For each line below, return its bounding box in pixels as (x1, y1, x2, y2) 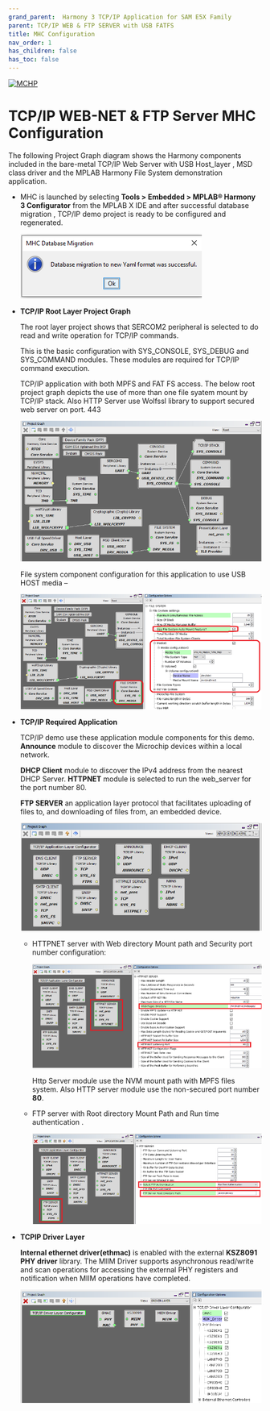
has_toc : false (8, 56, 59, 64)
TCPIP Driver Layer (19, 1232, 85, 1242)
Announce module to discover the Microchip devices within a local (19, 742, 243, 751)
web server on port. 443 (19, 404, 102, 414)
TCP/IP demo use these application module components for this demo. (19, 733, 255, 743)
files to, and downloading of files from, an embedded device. (19, 807, 223, 817)
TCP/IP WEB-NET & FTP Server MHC (8, 107, 256, 125)
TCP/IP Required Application (19, 718, 118, 727)
